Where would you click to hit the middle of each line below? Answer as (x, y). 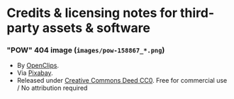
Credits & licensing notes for (92, 13)
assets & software (96, 28)
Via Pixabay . (35, 73)
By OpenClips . (38, 66)
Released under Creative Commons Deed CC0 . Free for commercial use (122, 81)
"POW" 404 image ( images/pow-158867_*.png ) (86, 50)
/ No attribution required (52, 88)
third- (197, 13)
